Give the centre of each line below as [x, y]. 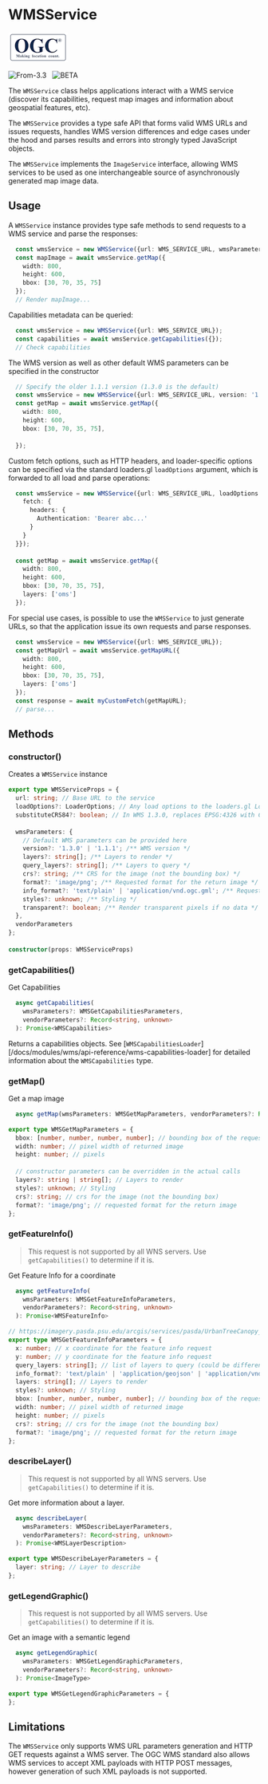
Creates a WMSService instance [58, 774]
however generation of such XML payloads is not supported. [108, 1771]
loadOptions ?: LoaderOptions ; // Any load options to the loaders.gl [133, 807]
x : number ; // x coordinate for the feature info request [114, 1348]
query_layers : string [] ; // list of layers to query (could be [122, 1365]
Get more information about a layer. [67, 1502]
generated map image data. [54, 180]
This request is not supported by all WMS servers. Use [118, 1613]
